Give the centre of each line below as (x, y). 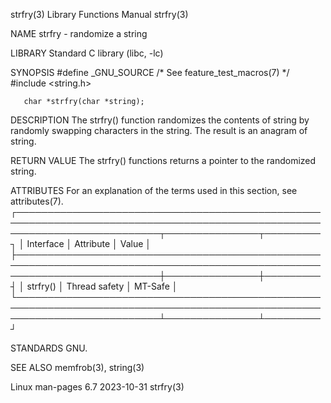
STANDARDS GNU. (49, 348)
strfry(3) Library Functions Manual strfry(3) (99, 14)
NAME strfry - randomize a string (79, 33)
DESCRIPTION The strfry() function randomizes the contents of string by (160, 120)
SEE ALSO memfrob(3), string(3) (77, 367)
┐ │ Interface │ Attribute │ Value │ (81, 243)
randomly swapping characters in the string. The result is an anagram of (159, 130)
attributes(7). (37, 201)
